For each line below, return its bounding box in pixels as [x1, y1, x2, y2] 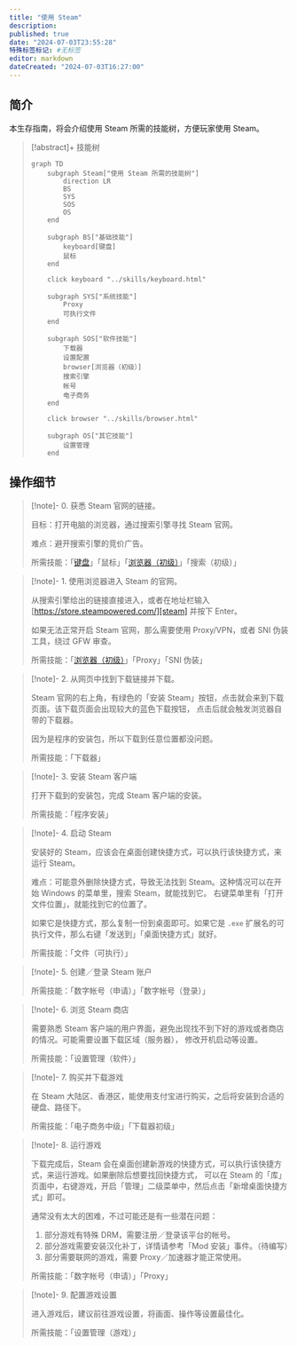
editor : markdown [9, 54, 74, 63]
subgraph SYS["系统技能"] [47, 292, 137, 301]
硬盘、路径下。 [30, 1102, 86, 1112]
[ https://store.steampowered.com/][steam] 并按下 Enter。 [30, 606, 242, 616]
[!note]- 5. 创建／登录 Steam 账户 [30, 966, 152, 977]
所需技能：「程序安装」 [30, 809, 113, 819]
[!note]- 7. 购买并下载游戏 [30, 1072, 124, 1082]
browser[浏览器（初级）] [63, 362, 142, 371]
